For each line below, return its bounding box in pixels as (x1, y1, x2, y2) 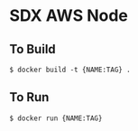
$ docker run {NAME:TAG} (9, 114, 103, 123)
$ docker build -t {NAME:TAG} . (9, 65, 131, 74)
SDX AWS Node (9, 5, 128, 26)
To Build (9, 42, 56, 57)
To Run (9, 89, 50, 105)
